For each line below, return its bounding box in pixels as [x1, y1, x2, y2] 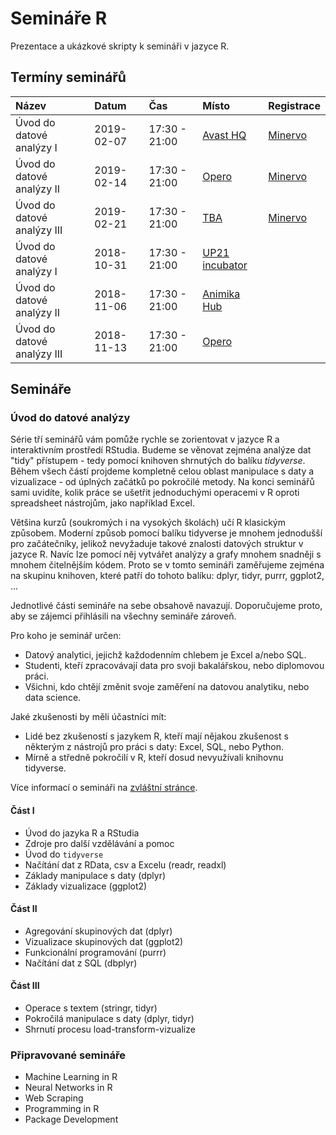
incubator [202, 258, 248, 272]
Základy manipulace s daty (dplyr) [24, 869, 167, 881]
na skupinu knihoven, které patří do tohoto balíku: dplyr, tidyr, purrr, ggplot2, [10, 570, 325, 582]
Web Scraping [24, 1092, 84, 1104]
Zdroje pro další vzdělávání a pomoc [24, 837, 175, 849]
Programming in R [24, 1103, 100, 1115]
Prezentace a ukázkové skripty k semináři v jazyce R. [10, 40, 230, 52]
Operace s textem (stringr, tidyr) [24, 1002, 158, 1014]
